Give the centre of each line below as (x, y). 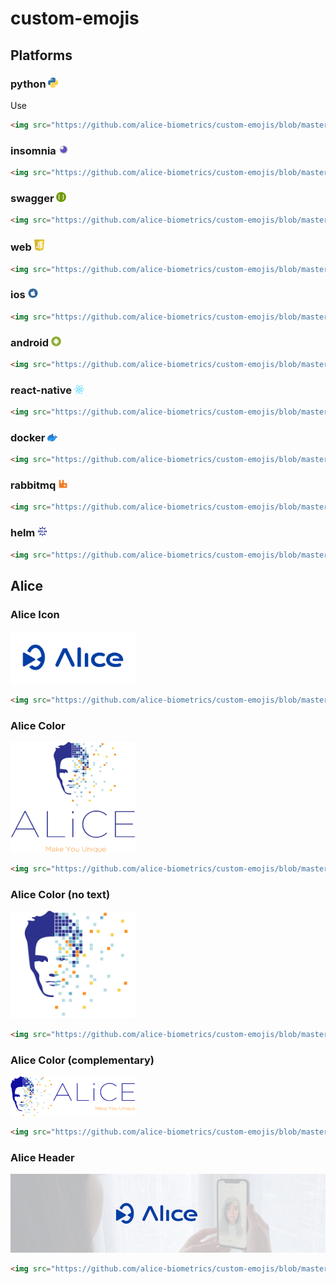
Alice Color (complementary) (82, 1060)
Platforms (41, 55)
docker (28, 437)
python (28, 84)
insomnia (33, 150)
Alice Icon (35, 614)
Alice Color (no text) (60, 894)
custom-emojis (75, 18)
